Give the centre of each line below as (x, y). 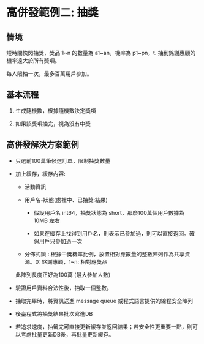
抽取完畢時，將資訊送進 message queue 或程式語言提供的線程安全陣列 (104, 301)
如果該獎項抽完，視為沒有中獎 (53, 124)
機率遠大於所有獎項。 (33, 61)
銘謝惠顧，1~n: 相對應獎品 (75, 261)
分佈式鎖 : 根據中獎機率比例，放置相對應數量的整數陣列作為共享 (104, 254)
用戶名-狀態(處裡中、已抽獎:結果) (66, 200)
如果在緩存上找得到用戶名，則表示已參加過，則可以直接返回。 (111, 233)
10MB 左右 (47, 220)
